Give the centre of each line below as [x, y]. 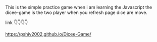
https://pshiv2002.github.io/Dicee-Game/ [48, 34]
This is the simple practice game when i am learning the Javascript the [79, 7]
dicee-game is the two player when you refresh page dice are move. [76, 12]
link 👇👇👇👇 [17, 22]
